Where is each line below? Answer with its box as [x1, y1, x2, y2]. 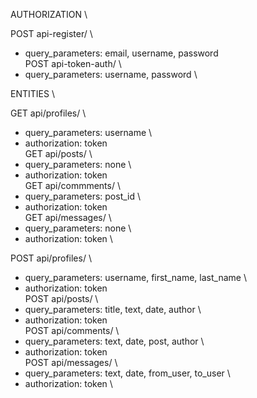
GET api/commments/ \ [24, 180, 121, 191]
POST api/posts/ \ [24, 293, 99, 304]
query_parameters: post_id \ [24, 190, 142, 202]
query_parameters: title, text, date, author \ [24, 304, 202, 315]
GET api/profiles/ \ [10, 107, 87, 119]
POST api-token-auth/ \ [24, 58, 122, 69]
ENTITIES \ [10, 88, 55, 99]
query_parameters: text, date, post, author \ [24, 335, 205, 347]
